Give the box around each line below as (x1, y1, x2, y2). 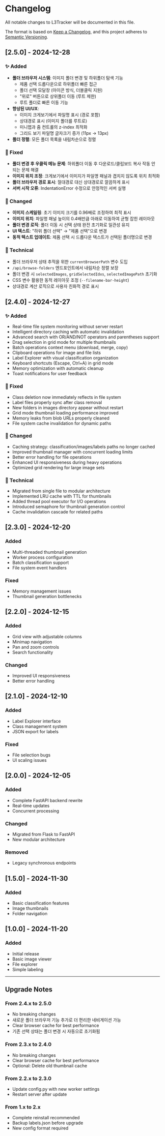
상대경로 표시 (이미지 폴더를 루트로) (19, 118, 87, 123)
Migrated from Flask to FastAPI (12, 832, 75, 837)
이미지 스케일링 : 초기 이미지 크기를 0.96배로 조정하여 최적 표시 (12, 209, 132, 215)
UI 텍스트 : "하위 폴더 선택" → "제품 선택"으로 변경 (12, 228, 107, 234)
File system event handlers (12, 565, 67, 570)
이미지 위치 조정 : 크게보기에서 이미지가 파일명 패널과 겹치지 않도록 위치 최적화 (12, 173, 160, 179)
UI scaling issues (12, 757, 47, 763)
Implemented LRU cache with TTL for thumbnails (12, 493, 111, 499)
